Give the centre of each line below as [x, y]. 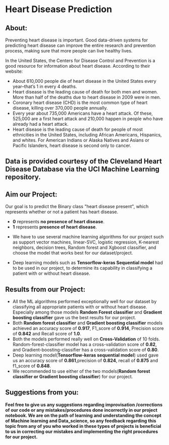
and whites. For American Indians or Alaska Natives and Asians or [81, 140]
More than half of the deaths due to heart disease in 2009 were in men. [87, 97]
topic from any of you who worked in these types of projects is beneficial [83, 426]
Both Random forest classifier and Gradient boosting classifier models [88, 323]
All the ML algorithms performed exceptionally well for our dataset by [84, 302]
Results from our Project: [45, 289]
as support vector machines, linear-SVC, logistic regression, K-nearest [86, 242]
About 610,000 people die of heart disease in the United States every [84, 81]
